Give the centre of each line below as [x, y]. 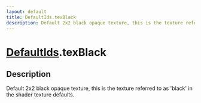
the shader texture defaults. [40, 95]
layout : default [26, 12]
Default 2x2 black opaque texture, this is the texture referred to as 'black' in [99, 88]
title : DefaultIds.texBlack [41, 17]
